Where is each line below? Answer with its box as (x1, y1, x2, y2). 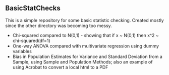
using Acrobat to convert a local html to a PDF (12, 64, 108, 70)
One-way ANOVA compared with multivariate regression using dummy (12, 42, 159, 49)
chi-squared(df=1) (12, 37, 50, 43)
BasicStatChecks (5, 4, 61, 12)
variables (12, 48, 32, 54)
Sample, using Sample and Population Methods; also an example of (12, 58, 153, 64)
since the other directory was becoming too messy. (5, 22, 112, 28)
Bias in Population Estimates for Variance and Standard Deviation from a (12, 53, 162, 59)
